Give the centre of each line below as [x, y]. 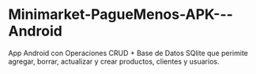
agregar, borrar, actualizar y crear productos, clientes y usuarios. [114, 61]
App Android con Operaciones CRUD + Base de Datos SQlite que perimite [128, 53]
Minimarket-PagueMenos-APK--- [120, 15]
